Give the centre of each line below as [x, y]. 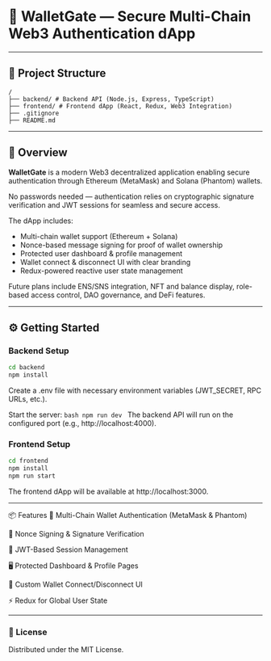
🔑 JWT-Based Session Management [69, 549]
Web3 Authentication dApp [102, 34]
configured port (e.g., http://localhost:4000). [83, 423]
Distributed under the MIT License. [66, 650]
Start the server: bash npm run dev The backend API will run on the [121, 415]
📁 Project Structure [57, 73]
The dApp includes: [41, 221]
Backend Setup [39, 351]
